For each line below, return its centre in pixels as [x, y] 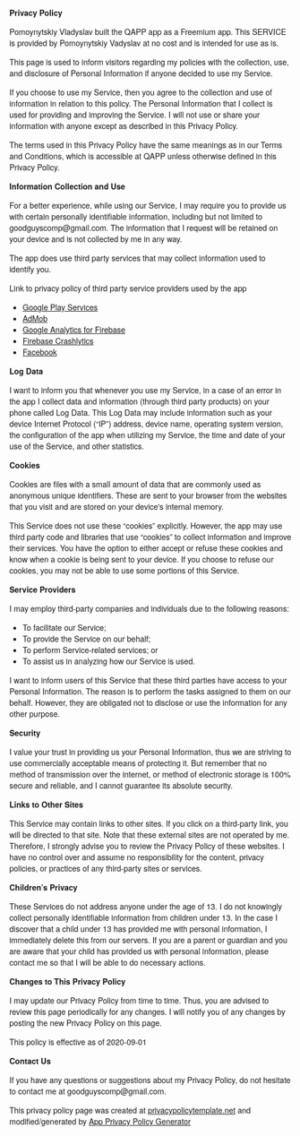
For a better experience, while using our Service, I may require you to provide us [148, 205]
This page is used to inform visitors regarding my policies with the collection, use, [149, 62]
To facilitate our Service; [64, 628]
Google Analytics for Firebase [74, 329]
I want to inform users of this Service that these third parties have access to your [148, 680]
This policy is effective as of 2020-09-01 [78, 1041]
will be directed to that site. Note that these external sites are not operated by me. [149, 835]
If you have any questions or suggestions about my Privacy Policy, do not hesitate [150, 1080]
